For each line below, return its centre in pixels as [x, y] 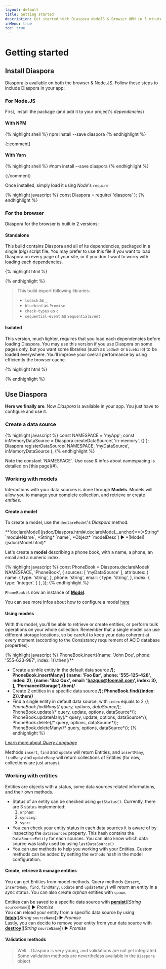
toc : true [15, 28]
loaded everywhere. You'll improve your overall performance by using [76, 354]
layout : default [22, 10]
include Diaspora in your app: [35, 88]
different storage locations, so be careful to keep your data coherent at [77, 635]
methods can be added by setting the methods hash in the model [78, 854]
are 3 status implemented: [39, 806]
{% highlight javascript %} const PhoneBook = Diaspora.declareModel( [77, 567]
